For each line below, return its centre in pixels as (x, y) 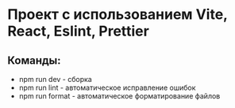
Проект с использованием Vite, (118, 15)
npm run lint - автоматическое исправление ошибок (107, 88)
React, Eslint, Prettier (79, 31)
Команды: (34, 60)
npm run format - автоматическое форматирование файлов (119, 96)
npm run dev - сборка (55, 79)
